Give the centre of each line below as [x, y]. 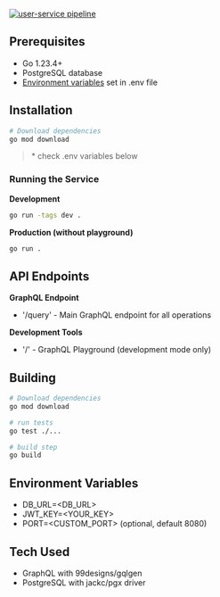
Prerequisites [47, 41]
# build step [33, 447]
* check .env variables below [84, 156]
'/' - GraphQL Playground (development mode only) [117, 350]
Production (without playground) [71, 232]
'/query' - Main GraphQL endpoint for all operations [117, 315]
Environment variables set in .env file [90, 82]
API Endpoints [49, 276]
